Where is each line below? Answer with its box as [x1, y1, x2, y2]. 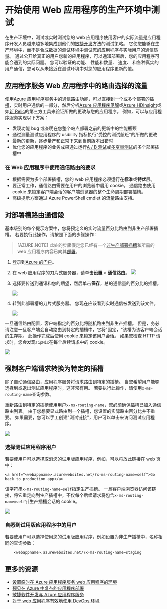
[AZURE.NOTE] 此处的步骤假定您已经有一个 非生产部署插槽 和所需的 [17, 242, 155, 248]
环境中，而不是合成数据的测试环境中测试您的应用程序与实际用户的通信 [9, 47, 154, 53]
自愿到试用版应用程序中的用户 [5, 521, 77, 528]
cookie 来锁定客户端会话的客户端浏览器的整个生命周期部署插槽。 [12, 189, 146, 195]
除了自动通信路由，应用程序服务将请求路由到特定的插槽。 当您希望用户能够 [5, 378, 160, 385]
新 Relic [9, 108, 25, 114]
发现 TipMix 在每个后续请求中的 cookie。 [26, 339, 108, 345]
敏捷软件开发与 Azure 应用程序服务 [12, 592, 84, 598]
